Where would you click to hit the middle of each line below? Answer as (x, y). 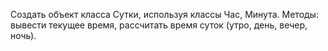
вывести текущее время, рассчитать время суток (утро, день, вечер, (159, 25)
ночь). (23, 35)
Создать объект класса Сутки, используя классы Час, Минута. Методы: (164, 14)
